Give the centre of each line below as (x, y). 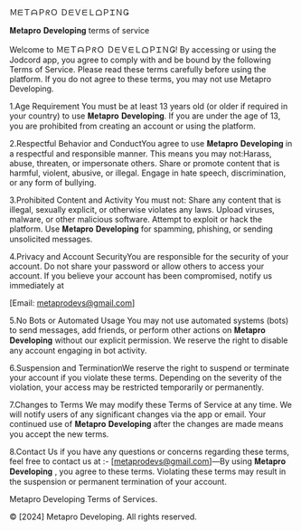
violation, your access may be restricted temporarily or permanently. (137, 387)
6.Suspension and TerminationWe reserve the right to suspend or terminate (149, 368)
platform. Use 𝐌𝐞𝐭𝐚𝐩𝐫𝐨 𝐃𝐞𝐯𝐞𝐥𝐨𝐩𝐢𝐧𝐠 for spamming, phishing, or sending (141, 229)
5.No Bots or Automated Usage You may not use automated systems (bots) (149, 320)
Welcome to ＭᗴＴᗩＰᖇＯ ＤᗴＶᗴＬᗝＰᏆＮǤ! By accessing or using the (143, 50)
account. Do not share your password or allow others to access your (137, 266)
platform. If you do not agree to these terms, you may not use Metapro (141, 79)
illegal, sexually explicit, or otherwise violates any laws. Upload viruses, (142, 209)
